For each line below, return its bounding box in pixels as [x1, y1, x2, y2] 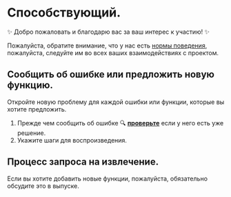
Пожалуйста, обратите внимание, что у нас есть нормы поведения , [7, 41, 208, 50]
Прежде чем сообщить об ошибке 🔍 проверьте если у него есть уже [17, 118, 224, 127]
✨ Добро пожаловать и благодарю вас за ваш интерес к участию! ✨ [7, 28, 210, 36]
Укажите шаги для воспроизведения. [17, 136, 128, 144]
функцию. [7, 79, 53, 91]
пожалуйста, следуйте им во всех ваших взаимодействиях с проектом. [7, 48, 219, 56]
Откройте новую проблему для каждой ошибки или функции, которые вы [7, 98, 225, 106]
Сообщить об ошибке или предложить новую [7, 69, 215, 81]
